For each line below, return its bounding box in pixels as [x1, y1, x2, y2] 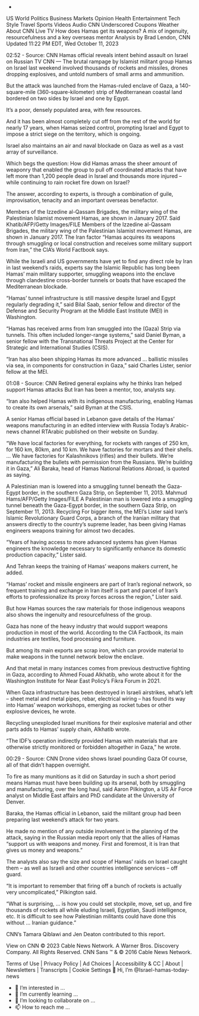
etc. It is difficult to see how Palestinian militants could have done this [6, 913, 176, 920]
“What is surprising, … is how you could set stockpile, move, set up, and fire [6, 900, 192, 907]
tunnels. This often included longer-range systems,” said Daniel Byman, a [6, 332, 186, 338]
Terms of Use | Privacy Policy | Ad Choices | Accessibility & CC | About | [6, 960, 184, 967]
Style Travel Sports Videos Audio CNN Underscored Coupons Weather [6, 21, 179, 28]
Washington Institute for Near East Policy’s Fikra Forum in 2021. [6, 677, 162, 684]
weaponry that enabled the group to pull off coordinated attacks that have [6, 166, 187, 173]
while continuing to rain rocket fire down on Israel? [6, 179, 130, 186]
